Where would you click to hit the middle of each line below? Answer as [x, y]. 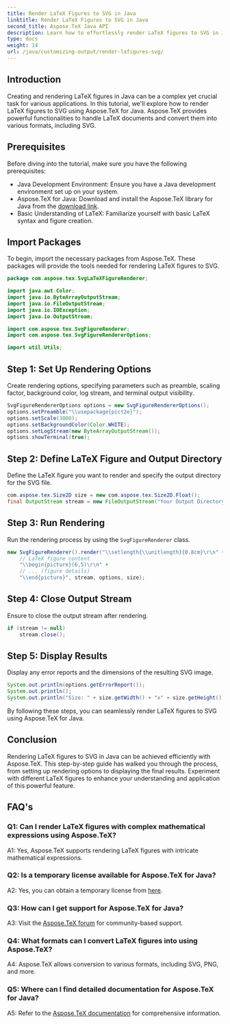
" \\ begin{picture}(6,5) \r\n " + [64, 565]
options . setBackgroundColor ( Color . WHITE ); [68, 424]
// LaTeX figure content [55, 558]
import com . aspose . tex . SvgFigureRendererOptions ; [79, 335]
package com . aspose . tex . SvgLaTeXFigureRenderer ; [78, 279]
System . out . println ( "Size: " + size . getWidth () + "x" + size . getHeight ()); [117, 698]
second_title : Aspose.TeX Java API [58, 26]
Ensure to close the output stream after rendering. [78, 615]
